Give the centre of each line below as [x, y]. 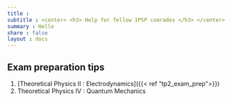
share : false [28, 33]
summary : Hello [31, 26]
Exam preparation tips [56, 67]
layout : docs [28, 39]
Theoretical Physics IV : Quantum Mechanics [81, 91]
